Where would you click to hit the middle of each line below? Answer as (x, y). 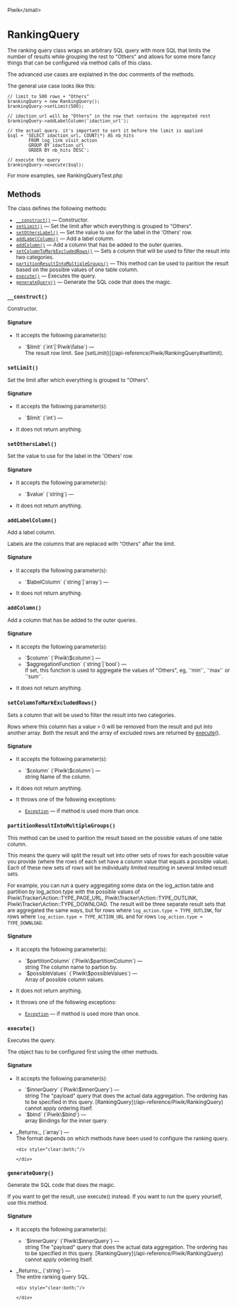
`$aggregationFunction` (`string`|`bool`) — (76, 665)
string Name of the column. (58, 777)
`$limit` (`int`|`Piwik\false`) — (59, 347)
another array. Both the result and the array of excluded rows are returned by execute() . (114, 733)
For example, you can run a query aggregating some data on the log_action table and (111, 886)
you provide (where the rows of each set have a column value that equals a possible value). (118, 862)
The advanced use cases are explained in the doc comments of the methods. (101, 75)
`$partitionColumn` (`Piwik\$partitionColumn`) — (83, 961)
